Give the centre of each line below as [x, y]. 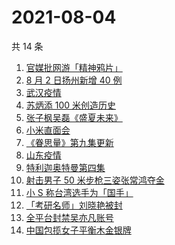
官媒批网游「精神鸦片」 [74, 67]
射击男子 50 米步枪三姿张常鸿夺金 [95, 180]
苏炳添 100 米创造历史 [71, 105]
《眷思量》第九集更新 [69, 142]
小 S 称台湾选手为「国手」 [79, 192]
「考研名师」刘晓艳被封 [74, 205]
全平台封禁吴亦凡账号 [69, 217]
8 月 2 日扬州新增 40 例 [74, 80]
